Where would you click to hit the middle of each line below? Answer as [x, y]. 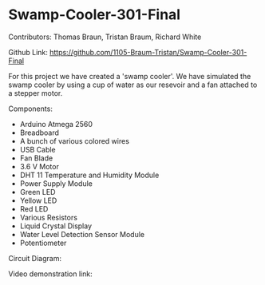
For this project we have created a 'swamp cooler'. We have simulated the [130, 76]
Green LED [38, 192]
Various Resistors [49, 217]
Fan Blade [36, 158]
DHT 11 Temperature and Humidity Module [89, 175]
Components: [31, 109]
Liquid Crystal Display [56, 226]
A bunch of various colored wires [75, 141]
